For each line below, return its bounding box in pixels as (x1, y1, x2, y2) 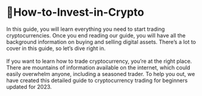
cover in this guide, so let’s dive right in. (6, 45, 106, 52)
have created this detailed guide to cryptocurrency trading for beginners (6, 77, 188, 84)
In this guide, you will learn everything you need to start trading (6, 25, 165, 33)
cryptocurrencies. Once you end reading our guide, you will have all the (6, 31, 186, 39)
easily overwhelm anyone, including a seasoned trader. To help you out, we (6, 70, 195, 77)
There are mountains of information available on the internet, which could (6, 63, 190, 71)
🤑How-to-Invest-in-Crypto (6, 5, 144, 19)
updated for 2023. (6, 83, 52, 90)
